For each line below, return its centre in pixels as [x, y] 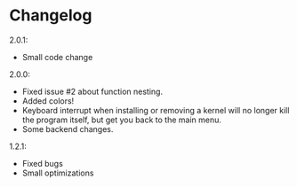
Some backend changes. [68, 129]
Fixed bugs [43, 163]
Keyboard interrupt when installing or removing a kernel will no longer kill [156, 110]
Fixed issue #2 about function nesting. [92, 91]
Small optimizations [58, 173]
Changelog [51, 16]
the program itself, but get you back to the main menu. [122, 120]
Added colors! [48, 101]
